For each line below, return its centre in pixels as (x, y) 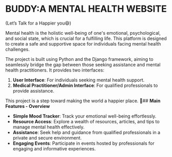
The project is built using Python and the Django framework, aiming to (79, 59)
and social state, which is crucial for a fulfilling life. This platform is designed (86, 38)
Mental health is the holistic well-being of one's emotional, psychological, (83, 33)
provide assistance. (33, 91)
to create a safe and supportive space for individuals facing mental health (83, 43)
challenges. (17, 49)
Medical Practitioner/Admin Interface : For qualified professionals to (85, 85)
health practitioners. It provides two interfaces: (55, 70)
